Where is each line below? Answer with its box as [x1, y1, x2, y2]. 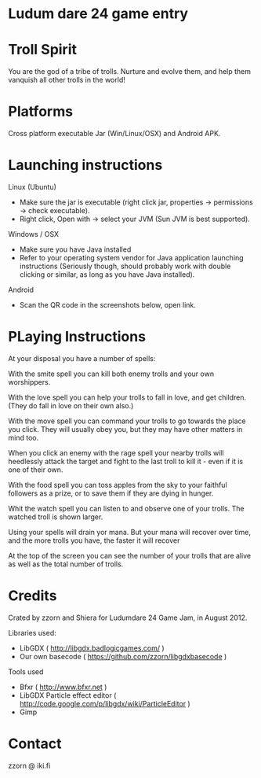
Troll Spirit [8, 41, 77, 59]
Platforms [8, 103, 73, 120]
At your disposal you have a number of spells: [8, 353, 156, 363]
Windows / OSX [8, 230, 60, 238]
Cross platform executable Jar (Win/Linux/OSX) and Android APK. [8, 129, 221, 138]
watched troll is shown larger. [8, 512, 103, 522]
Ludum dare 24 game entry [8, 5, 189, 23]
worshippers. [8, 377, 51, 386]
